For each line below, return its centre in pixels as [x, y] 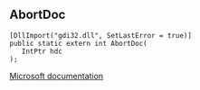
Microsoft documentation [57, 76]
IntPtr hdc [42, 51]
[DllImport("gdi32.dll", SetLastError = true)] [101, 35]
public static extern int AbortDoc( [78, 43]
